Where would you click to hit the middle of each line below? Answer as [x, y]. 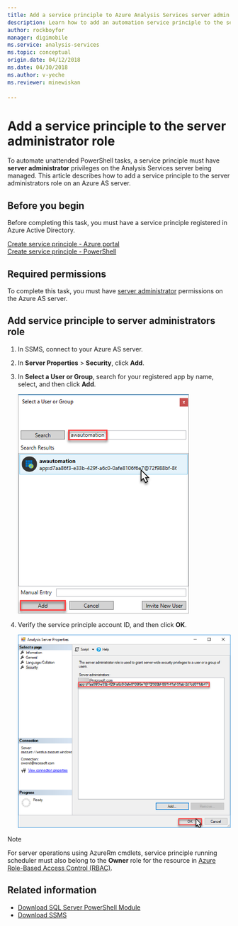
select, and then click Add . [57, 384]
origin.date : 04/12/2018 [44, 60]
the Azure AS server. [38, 298]
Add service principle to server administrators [112, 321]
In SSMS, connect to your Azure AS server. [80, 349]
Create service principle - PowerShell [62, 251]
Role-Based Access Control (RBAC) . [60, 868]
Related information [52, 890]
